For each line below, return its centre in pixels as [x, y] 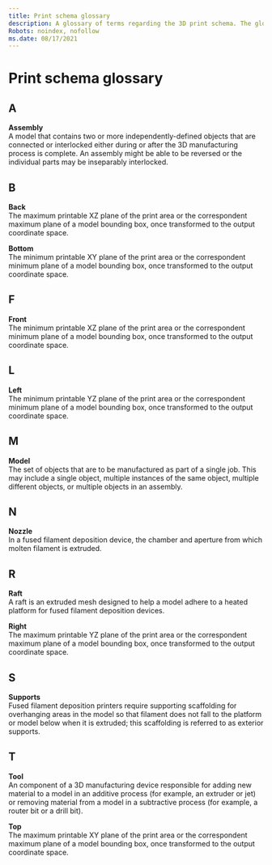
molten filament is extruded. [55, 549]
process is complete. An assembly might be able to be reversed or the [125, 154]
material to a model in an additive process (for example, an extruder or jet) [132, 793]
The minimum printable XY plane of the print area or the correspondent [127, 257]
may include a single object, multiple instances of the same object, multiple [134, 477]
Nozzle [21, 532]
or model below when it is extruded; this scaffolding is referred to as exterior [136, 723]
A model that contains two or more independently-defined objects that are [132, 136]
